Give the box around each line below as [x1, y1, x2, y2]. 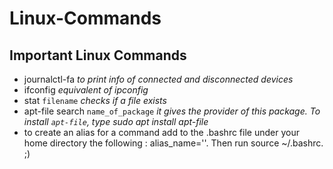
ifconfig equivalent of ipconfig [23, 84, 149, 96]
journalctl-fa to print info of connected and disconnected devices [23, 73, 294, 85]
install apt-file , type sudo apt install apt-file [23, 116, 209, 127]
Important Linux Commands [9, 47, 187, 64]
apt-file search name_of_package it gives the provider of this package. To [23, 105, 321, 117]
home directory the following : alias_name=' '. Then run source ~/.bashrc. [23, 137, 324, 149]
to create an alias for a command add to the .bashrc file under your [23, 127, 300, 138]
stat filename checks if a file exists [23, 95, 167, 106]
